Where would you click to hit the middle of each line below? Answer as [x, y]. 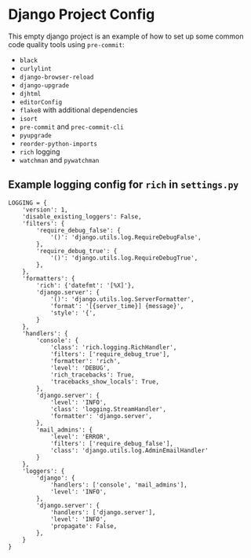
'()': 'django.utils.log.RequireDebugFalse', [125, 237]
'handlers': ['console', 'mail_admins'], [119, 485]
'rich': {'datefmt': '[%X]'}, [85, 285]
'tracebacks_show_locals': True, [104, 382]
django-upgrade [44, 85]
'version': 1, [45, 210]
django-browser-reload [56, 77]
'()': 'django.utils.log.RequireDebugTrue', [124, 258]
